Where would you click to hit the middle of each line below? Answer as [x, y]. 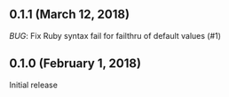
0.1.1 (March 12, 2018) [70, 15]
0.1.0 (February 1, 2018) [75, 64]
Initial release [33, 85]
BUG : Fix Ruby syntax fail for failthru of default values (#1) [115, 35]
